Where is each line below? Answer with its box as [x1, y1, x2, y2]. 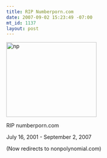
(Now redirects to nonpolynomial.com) [6, 145, 102, 153]
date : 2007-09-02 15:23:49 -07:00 [6, 14, 93, 20]
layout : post [6, 25, 39, 32]
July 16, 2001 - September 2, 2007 [6, 133, 92, 141]
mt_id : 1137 [6, 20, 36, 26]
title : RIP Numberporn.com [6, 8, 74, 15]
